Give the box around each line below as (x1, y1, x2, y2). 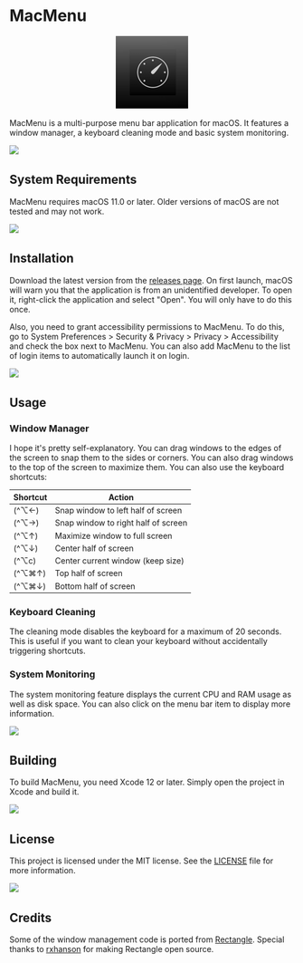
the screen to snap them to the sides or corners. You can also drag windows (9, 452, 294, 463)
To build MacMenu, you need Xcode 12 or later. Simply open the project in (9, 776, 285, 788)
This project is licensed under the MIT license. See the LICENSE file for (9, 855, 274, 866)
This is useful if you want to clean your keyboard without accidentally (9, 636, 269, 647)
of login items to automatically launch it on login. (9, 350, 190, 361)
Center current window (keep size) (54, 555, 185, 566)
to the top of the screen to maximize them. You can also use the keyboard (9, 462, 285, 473)
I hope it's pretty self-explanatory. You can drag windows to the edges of (9, 443, 282, 454)
